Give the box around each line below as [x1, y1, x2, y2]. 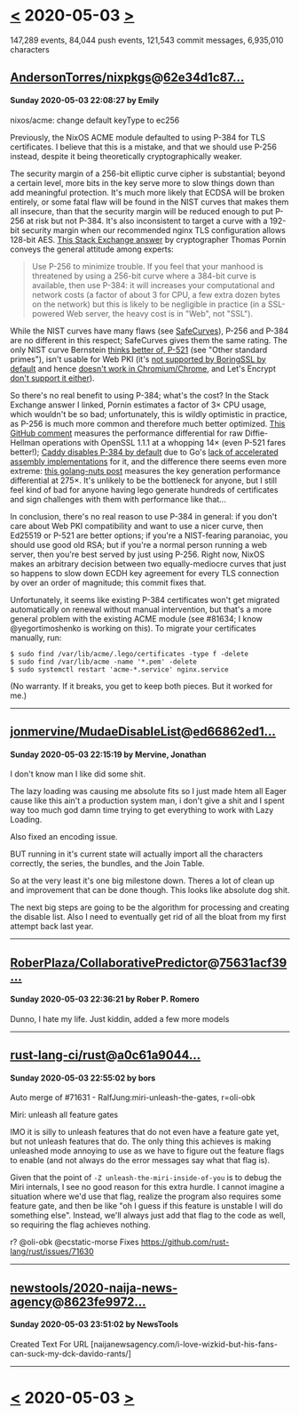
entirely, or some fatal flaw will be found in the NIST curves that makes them [10, 197, 289, 207]
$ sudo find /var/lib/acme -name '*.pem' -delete [10, 657, 198, 666]
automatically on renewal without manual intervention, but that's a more [10, 604, 272, 615]
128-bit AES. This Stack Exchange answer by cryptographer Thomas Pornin [10, 234, 287, 245]
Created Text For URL [10, 1339, 90, 1349]
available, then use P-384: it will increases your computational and [31, 279, 275, 290]
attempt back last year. [10, 921, 94, 932]
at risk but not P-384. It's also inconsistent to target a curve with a [26, 215, 268, 226]
